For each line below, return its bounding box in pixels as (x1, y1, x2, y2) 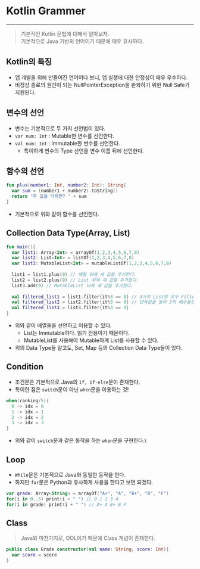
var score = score (11, 552, 58, 558)
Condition (6, 362, 43, 372)
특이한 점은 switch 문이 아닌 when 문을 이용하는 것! (14, 385, 129, 393)
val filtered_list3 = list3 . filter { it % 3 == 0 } (11, 305, 129, 311)
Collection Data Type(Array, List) (6, 228, 130, 238)
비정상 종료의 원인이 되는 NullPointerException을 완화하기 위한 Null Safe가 (14, 81, 190, 88)
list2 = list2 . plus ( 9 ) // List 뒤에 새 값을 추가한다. (11, 277, 139, 283)
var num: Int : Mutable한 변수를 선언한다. (14, 132, 115, 139)
